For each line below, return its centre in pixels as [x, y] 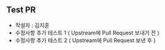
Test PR [21, 10]
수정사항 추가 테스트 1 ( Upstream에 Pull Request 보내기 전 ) [87, 33]
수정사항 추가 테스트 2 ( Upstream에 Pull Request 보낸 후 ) [85, 40]
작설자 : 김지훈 [32, 25]
